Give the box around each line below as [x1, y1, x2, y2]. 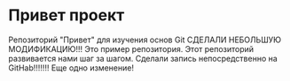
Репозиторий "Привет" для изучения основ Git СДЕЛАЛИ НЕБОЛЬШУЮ [8, 34, 282, 45]
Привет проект [8, 5, 125, 26]
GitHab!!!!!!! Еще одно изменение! [8, 63, 135, 73]
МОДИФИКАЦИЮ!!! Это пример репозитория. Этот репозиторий [8, 43, 255, 54]
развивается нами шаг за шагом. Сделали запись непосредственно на [8, 53, 278, 63]
